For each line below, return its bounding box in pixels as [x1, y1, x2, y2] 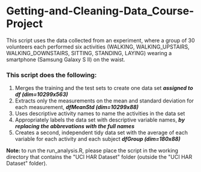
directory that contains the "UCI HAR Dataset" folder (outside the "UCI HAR [6, 153, 193, 161]
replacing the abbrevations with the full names [14, 123, 135, 130]
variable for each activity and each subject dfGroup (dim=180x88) [14, 135, 181, 143]
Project [6, 17, 43, 31]
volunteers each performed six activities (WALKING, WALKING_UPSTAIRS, [6, 43, 190, 50]
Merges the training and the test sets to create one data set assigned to [14, 85, 193, 92]
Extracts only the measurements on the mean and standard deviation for [14, 97, 194, 104]
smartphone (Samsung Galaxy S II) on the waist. [6, 56, 125, 63]
